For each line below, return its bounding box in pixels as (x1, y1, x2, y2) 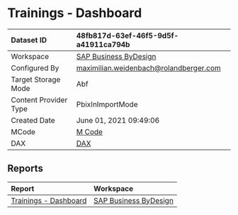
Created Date (11, 115, 55, 125)
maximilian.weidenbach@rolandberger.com (76, 62, 221, 72)
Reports (7, 162, 44, 175)
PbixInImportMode (76, 99, 138, 109)
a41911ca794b (76, 39, 130, 49)
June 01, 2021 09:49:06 (76, 115, 160, 125)
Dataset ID (11, 35, 47, 45)
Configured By (11, 62, 59, 72)
